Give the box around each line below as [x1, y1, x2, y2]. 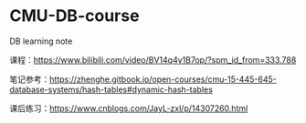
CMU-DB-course [9, 5, 140, 26]
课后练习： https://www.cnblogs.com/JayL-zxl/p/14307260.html [9, 102, 248, 114]
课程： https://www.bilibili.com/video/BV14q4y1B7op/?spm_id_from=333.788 [9, 54, 297, 65]
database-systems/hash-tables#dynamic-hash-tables [9, 84, 213, 95]
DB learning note [9, 36, 73, 46]
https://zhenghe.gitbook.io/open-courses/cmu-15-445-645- [49, 74, 277, 85]
